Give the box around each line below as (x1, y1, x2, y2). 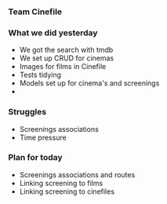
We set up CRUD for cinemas (19, 53, 114, 63)
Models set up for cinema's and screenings (19, 78, 160, 88)
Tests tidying (19, 70, 61, 80)
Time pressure (19, 133, 67, 142)
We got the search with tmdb (19, 46, 114, 55)
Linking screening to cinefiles (19, 187, 115, 196)
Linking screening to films (19, 178, 103, 188)
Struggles (8, 107, 47, 118)
